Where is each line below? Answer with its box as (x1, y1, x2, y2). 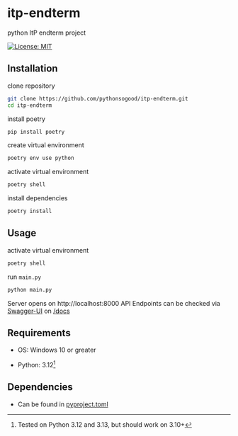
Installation (7, 62, 58, 75)
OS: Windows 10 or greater (17, 345, 97, 355)
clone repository (7, 81, 55, 90)
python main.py (7, 286, 52, 293)
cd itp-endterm (7, 101, 52, 109)
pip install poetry (7, 128, 65, 135)
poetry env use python (7, 154, 74, 162)
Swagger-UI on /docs (7, 306, 70, 315)
